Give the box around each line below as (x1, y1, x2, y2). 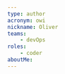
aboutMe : (7, 56, 33, 63)
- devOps (20, 37, 46, 44)
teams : (7, 30, 27, 37)
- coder (20, 50, 42, 57)
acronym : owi (7, 17, 46, 24)
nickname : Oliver (7, 23, 59, 30)
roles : (7, 43, 27, 50)
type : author (7, 10, 46, 18)
